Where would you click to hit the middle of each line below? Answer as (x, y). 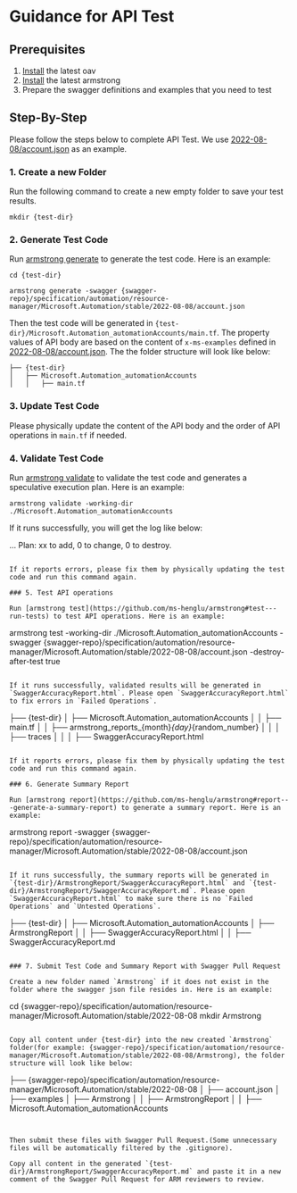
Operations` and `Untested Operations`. (86, 906)
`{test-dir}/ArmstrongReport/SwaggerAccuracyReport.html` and (127, 883)
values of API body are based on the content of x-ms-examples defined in (143, 342)
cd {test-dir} (36, 275)
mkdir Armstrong (230, 1016)
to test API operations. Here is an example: (139, 616)
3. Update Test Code (54, 406)
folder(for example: (48, 1047)
